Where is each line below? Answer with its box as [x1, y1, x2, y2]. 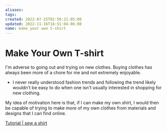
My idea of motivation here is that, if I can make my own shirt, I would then [5, 100, 159, 106]
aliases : [5, 7, 24, 13]
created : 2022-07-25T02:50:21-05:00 [5, 17, 82, 22]
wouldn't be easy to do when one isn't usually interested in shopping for [12, 85, 162, 91]
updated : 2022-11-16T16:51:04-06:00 [5, 21, 82, 27]
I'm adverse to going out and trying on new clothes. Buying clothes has [5, 64, 152, 70]
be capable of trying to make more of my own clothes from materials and [5, 105, 156, 111]
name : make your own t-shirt [5, 26, 66, 31]
